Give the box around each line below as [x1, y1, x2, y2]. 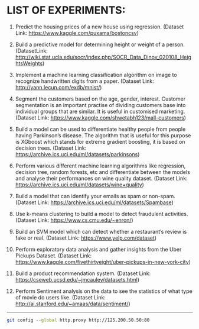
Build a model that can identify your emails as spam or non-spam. [15, 192, 176, 199]
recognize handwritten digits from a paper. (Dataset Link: [15, 78, 154, 85]
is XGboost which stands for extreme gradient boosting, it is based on [15, 138, 185, 145]
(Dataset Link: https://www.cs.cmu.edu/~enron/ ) [15, 217, 133, 224]
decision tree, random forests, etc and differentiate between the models [15, 168, 191, 175]
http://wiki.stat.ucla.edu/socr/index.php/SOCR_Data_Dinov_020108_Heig [15, 53, 191, 60]
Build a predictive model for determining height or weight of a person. [15, 41, 185, 48]
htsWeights [15, 60, 43, 67]
